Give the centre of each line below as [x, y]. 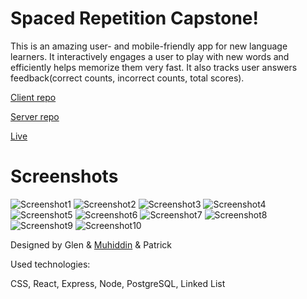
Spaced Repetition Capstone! [134, 18]
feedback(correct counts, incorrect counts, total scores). [127, 78]
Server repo [35, 116]
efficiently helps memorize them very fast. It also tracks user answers [154, 67]
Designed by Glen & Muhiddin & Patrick [91, 244]
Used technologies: [50, 264]
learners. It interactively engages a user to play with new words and [150, 56]
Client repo [33, 97]
